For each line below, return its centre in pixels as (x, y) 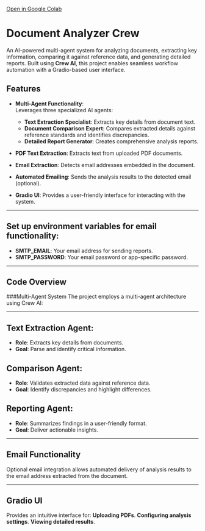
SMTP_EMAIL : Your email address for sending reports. (84, 251)
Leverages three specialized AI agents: (64, 110)
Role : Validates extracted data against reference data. (83, 383)
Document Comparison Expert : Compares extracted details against (110, 128)
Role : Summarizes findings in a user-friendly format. (81, 423)
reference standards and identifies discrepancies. (87, 135)
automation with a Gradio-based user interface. (66, 69)
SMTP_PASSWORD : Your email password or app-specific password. (101, 257)
